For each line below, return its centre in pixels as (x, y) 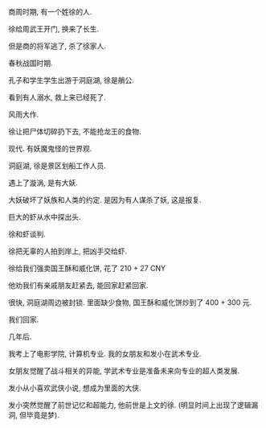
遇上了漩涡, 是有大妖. (43, 183)
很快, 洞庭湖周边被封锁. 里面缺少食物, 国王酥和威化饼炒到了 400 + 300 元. (130, 302)
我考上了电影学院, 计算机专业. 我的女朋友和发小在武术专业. (105, 354)
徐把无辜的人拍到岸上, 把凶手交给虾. (68, 251)
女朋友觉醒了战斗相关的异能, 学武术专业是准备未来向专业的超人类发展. (124, 371)
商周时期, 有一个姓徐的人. (50, 12)
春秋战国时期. (31, 63)
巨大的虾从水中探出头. (45, 217)
